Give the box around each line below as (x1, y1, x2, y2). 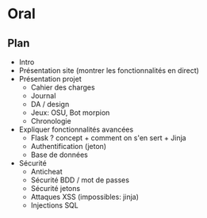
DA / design (30, 100, 70, 109)
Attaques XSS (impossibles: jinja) (30, 192, 140, 201)
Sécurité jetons (30, 184, 81, 193)
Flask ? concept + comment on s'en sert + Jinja (30, 133, 187, 143)
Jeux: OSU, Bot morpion (30, 108, 110, 117)
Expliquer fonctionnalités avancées (18, 124, 134, 134)
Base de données (30, 150, 88, 159)
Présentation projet (18, 75, 82, 83)
